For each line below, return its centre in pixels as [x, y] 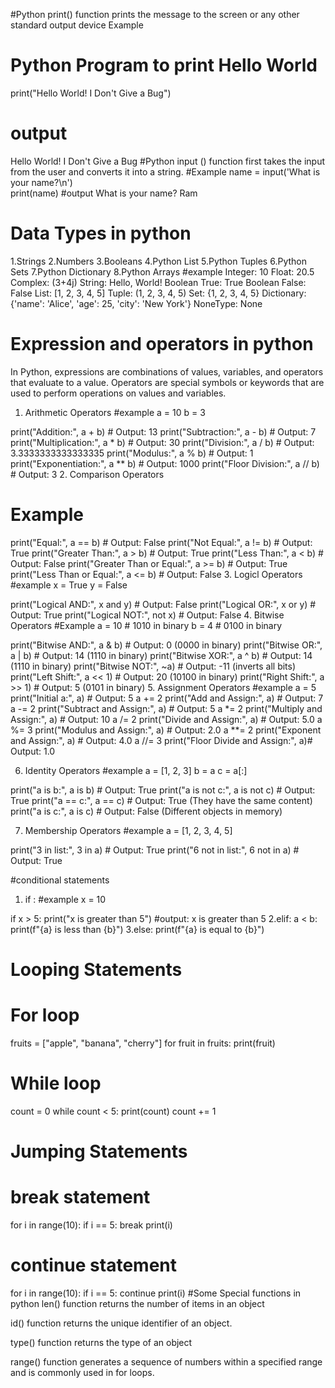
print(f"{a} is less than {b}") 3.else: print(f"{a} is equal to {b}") [137, 929]
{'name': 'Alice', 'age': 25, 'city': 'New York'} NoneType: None [136, 303]
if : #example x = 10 [65, 899]
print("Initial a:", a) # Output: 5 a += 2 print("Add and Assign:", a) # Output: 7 [167, 698]
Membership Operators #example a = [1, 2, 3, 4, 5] [128, 830]
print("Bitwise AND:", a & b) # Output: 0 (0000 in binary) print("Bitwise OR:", [166, 645]
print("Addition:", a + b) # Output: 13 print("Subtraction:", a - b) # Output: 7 [163, 431]
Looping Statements [96, 969]
